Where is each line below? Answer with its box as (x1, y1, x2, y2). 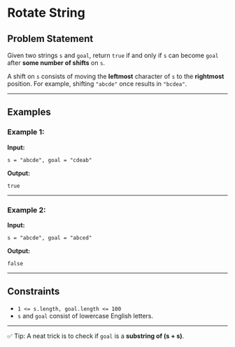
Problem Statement (7, 33, 94, 45)
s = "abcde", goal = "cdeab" (7, 156, 92, 163)
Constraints (7, 286, 60, 297)
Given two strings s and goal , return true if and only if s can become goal (7, 51, 219, 59)
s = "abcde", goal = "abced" (7, 234, 92, 242)
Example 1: (7, 127, 45, 137)
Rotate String (7, 5, 85, 21)
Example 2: (7, 205, 46, 214)
